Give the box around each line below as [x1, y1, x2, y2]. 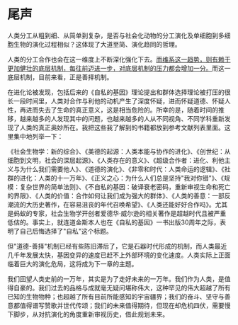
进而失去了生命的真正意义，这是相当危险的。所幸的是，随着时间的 [25, 106, 218, 114]
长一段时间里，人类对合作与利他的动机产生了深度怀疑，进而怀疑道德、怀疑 [7, 96, 225, 105]
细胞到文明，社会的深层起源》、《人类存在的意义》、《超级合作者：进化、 [7, 156, 212, 164]
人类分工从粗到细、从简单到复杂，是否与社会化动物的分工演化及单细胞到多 [7, 31, 225, 40]
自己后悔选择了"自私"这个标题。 [19, 227, 113, 235]
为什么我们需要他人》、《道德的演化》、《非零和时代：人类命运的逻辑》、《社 [19, 164, 231, 173]
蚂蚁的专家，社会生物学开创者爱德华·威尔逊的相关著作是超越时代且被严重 [13, 209, 227, 217]
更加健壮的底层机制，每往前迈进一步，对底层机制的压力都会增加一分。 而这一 [7, 64, 231, 72]
